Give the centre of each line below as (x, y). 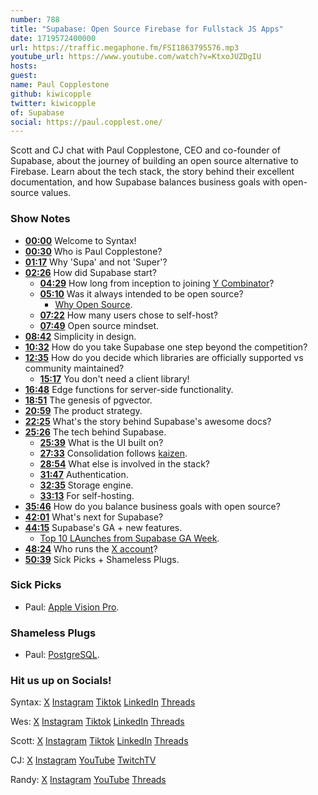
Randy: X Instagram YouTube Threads (88, 780)
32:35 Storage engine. (86, 485)
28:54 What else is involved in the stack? (125, 463)
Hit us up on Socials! (61, 681)
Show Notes (40, 219)
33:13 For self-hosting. (87, 495)
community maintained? (74, 368)
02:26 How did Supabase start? (91, 272)
